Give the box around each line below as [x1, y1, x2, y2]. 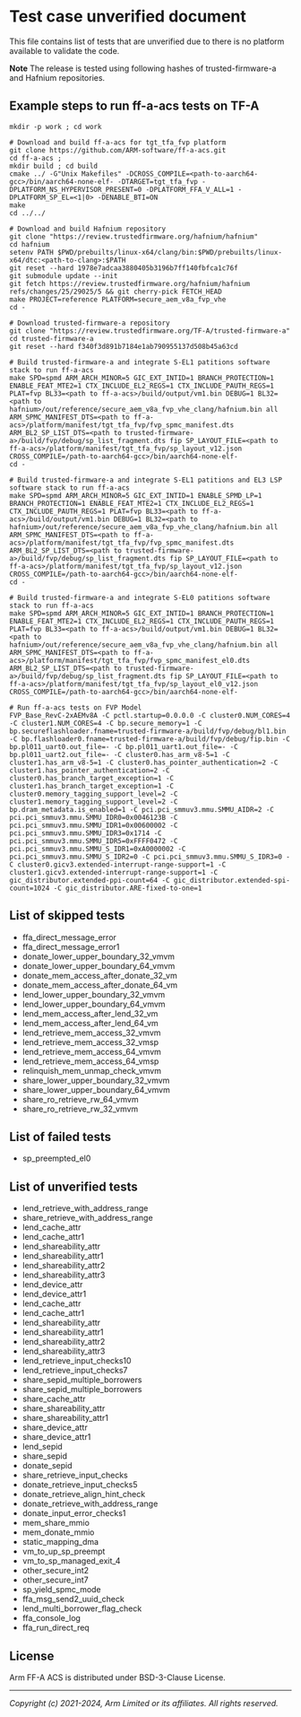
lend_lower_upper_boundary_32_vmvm [21, 989, 166, 999]
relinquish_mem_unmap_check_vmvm [21, 1065, 161, 1076]
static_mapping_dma [21, 1537, 99, 1547]
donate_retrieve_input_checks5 [21, 1479, 138, 1490]
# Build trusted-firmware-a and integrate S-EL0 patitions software [9, 593, 271, 602]
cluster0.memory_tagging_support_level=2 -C [9, 789, 178, 798]
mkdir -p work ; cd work [9, 122, 102, 131]
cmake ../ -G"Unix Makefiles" [9, 169, 123, 179]
